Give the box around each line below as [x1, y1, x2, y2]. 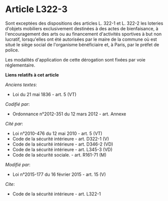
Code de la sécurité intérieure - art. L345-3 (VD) [12, 146, 113, 152]
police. [5, 47, 19, 53]
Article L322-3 [5, 4, 68, 15]
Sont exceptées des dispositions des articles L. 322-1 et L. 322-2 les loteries [5, 20, 163, 26]
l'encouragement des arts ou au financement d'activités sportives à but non [5, 31, 162, 37]
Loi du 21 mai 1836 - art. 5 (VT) [12, 91, 77, 97]
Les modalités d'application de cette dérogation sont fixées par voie [5, 56, 145, 62]
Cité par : [5, 120, 24, 126]
